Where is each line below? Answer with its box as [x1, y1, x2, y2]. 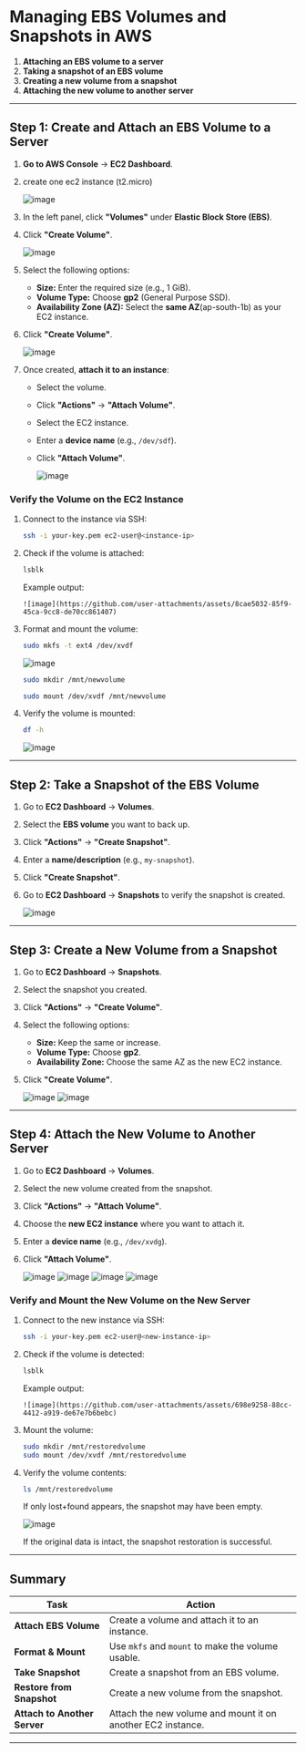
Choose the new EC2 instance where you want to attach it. [22, 1218, 245, 1229]
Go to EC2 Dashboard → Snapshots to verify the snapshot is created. [22, 890, 286, 901]
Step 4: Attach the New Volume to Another [9, 1127, 256, 1142]
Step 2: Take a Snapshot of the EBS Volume [9, 777, 260, 792]
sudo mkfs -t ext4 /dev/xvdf [22, 641, 134, 650]
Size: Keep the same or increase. [36, 1036, 161, 1047]
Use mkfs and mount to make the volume [108, 1640, 279, 1653]
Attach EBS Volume [14, 1620, 100, 1633]
